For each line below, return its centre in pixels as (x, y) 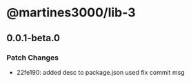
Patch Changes (33, 58)
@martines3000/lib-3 (71, 13)
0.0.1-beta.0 (33, 38)
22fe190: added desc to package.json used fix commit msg (100, 72)
